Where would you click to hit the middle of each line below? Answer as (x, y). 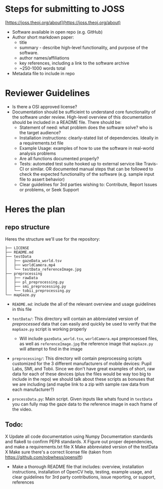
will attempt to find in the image (51, 349)
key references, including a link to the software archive (74, 63)
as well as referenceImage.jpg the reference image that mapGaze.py (86, 344)
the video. (22, 409)
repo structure (27, 227)
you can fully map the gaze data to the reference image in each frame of (85, 404)
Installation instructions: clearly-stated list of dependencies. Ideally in (89, 138)
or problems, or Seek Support (49, 189)
